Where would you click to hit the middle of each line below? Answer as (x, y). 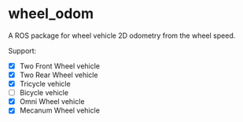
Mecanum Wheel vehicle (60, 110)
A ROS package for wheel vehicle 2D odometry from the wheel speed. (122, 35)
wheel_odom (51, 14)
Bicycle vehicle (44, 93)
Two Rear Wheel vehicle (59, 75)
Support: (22, 50)
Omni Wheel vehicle (52, 102)
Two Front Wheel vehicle (60, 66)
